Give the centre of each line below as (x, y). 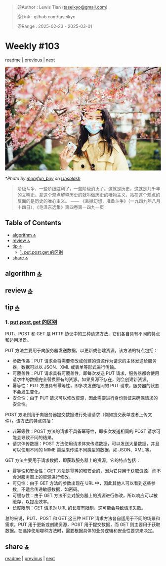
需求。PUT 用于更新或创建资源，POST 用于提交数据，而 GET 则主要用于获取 (83, 525)
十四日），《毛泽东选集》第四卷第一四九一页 (61, 207)
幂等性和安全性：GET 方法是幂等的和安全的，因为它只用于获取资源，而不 (86, 471)
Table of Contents (33, 223)
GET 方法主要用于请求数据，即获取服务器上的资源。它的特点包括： (73, 460)
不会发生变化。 (27, 392)
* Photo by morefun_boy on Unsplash (43, 179)
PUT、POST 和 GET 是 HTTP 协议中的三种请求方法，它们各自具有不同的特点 (83, 334)
